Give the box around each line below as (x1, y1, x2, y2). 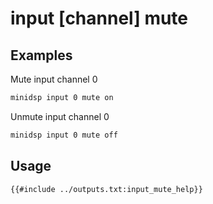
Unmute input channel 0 (10, 110, 110, 122)
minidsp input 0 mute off (10, 130, 118, 140)
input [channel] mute (10, 7, 189, 30)
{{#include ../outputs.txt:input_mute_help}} (10, 184, 203, 194)
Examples (10, 47, 73, 64)
